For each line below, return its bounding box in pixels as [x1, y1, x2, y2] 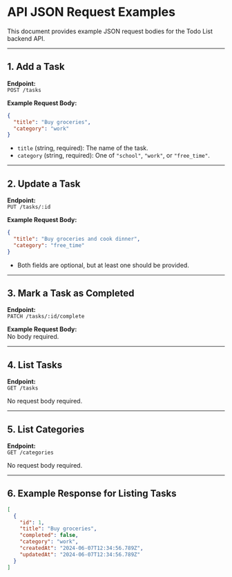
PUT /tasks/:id [7, 203, 51, 211]
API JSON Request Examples [7, 4, 176, 20]
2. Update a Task [7, 178, 81, 190]
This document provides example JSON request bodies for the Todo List [7, 27, 213, 35]
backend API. [7, 34, 46, 42]
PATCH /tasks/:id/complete [7, 313, 85, 320]
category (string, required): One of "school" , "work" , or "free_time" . [17, 152, 211, 160]
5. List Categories [7, 423, 85, 435]
